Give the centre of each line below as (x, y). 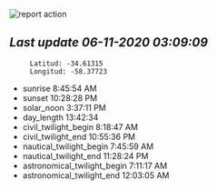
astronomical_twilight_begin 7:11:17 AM (95, 165)
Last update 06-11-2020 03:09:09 (109, 42)
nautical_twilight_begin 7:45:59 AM (88, 146)
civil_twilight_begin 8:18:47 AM (80, 126)
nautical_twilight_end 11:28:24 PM (85, 155)
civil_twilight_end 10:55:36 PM (79, 136)
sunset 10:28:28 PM (60, 98)
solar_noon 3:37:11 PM (64, 107)
